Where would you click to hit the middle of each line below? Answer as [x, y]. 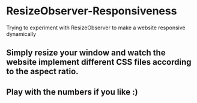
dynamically [21, 34]
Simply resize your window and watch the [86, 53]
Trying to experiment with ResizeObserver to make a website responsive [96, 28]
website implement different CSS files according [99, 62]
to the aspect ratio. [43, 72]
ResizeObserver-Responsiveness [92, 11]
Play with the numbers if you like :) [72, 92]
